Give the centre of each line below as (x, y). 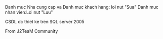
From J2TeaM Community (32, 31)
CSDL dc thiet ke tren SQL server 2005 (45, 22)
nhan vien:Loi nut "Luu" (29, 12)
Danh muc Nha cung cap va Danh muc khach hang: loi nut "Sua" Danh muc (82, 7)
